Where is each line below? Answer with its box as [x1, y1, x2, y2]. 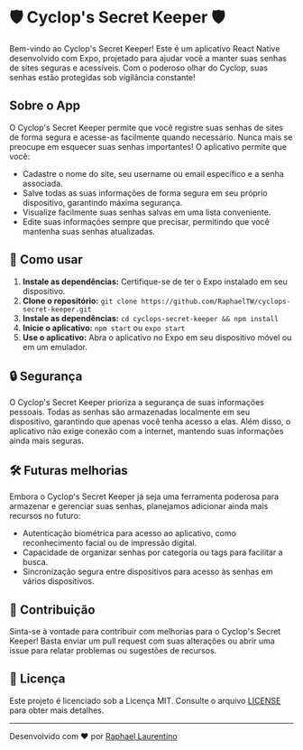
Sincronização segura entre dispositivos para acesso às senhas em [22, 566, 273, 578]
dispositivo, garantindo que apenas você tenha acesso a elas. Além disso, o [9, 416, 291, 427]
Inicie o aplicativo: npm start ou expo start [22, 322, 186, 333]
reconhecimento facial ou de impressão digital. [22, 538, 197, 549]
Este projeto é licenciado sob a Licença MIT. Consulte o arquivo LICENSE [9, 695, 281, 706]
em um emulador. [22, 341, 87, 352]
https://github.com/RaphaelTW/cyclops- [141, 297, 291, 306]
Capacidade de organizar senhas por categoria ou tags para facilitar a [22, 547, 283, 558]
